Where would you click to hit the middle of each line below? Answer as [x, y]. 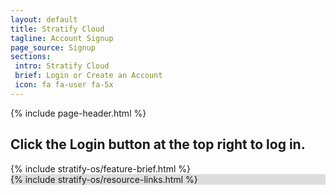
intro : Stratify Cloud [62, 66]
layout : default [44, 19]
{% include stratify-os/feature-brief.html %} [101, 168]
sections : [31, 57]
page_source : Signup [53, 47]
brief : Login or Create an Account [88, 76]
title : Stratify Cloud [57, 29]
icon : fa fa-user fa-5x [64, 85]
